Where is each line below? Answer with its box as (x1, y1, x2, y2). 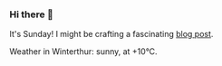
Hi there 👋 (9, 8, 54, 21)
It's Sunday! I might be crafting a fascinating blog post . (9, 29, 214, 40)
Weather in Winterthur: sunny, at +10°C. (9, 46, 158, 57)
